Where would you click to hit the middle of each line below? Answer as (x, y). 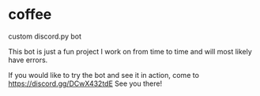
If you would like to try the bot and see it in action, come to (104, 75)
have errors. (28, 60)
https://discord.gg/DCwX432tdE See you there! (85, 83)
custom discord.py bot (45, 36)
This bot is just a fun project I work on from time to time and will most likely (130, 51)
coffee (30, 15)
